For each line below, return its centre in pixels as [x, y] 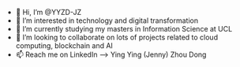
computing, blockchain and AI [64, 46]
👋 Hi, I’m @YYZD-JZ [49, 12]
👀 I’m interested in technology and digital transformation [107, 20]
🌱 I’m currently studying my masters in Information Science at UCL [124, 29]
